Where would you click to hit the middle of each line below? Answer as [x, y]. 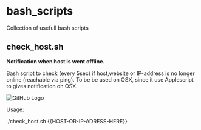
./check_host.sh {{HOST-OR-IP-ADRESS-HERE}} [67, 121]
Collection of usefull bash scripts [48, 28]
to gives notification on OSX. [42, 86]
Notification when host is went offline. [56, 61]
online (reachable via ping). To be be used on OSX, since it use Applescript [100, 79]
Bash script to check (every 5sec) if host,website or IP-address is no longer [101, 73]
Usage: [15, 109]
